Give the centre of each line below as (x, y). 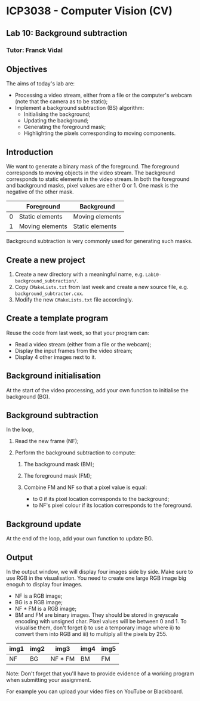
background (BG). (28, 396)
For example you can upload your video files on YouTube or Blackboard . (95, 691)
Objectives (27, 69)
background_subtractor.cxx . (49, 293)
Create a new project (46, 260)
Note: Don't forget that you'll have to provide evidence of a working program (100, 674)
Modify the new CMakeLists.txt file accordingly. (74, 299)
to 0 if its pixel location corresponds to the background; (101, 499)
